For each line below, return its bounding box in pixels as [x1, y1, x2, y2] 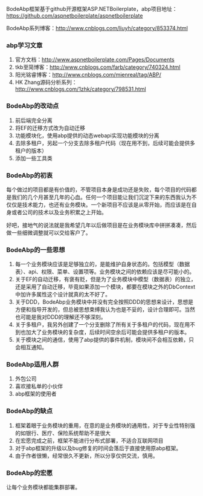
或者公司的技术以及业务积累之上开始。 [11, 208, 107, 216]
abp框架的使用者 [14, 390, 57, 397]
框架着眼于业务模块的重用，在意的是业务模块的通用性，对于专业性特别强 [14, 422, 195, 429]
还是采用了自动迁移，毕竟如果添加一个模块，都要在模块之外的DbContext [14, 283, 196, 290]
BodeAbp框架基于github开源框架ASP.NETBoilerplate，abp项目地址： [6, 5, 178, 12]
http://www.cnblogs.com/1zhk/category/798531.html [14, 85, 146, 93]
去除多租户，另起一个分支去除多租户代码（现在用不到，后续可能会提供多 [14, 139, 195, 146]
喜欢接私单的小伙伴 [14, 383, 63, 390]
